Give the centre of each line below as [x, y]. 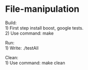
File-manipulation [42, 9]
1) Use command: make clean [35, 63]
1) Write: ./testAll [22, 48]
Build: [11, 23]
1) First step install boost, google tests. [44, 28]
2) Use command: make [29, 33]
